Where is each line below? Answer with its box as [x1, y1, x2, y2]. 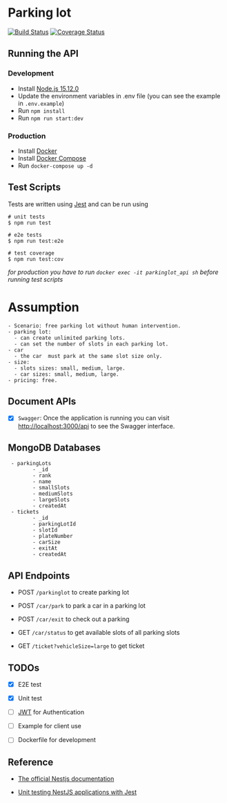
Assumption [8, 299, 80, 315]
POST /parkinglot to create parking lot [17, 588, 130, 597]
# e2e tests [8, 231, 42, 238]
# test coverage [8, 249, 55, 257]
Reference [8, 756, 54, 768]
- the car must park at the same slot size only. [14, 352, 163, 359]
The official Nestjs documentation [17, 775, 115, 783]
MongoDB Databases [8, 442, 101, 453]
